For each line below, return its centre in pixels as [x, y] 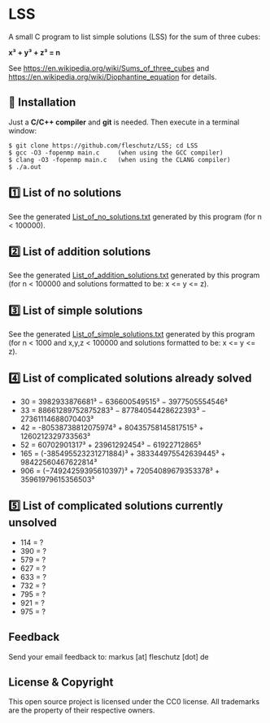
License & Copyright [61, 683]
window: [23, 130]
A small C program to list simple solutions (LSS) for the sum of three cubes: [135, 37]
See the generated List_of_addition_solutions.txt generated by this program [134, 275]
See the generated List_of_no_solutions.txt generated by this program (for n [135, 216]
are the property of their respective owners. [82, 710]
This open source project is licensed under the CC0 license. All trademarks [134, 702]
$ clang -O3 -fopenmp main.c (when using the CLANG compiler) [120, 159]
